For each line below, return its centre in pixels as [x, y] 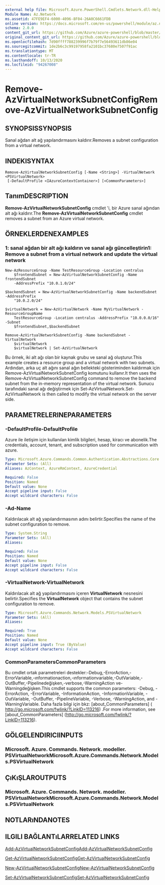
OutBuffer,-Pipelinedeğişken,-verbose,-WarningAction [60, 683]
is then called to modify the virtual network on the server [99, 394]
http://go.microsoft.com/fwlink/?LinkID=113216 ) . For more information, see [80, 709]
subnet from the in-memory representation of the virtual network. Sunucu [80, 384]
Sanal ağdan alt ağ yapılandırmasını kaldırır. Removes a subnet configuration [82, 140]
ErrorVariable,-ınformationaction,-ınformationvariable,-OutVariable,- [74, 678]
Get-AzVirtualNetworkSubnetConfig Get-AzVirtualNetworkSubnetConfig [78, 858]
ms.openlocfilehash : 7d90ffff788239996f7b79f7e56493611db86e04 [71, 42]
